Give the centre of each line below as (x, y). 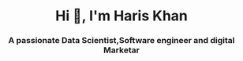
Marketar (121, 50)
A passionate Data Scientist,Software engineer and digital (121, 41)
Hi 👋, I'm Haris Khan (121, 16)
